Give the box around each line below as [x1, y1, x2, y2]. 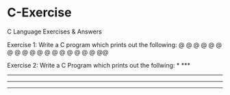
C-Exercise [7, 5, 72, 21]
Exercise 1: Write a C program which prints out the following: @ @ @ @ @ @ [7, 40, 222, 49]
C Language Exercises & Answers [7, 27, 103, 36]
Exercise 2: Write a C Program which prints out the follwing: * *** [7, 61, 190, 69]
